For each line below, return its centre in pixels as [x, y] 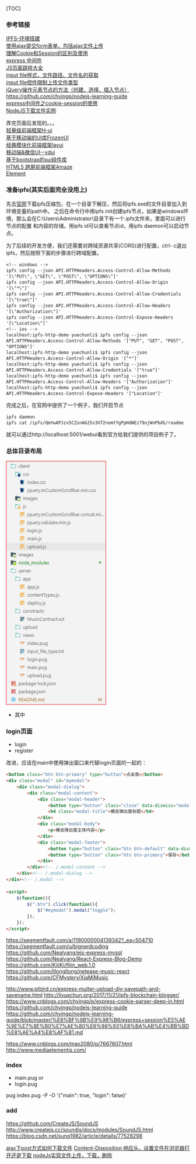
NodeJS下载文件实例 [31, 111]
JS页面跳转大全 [24, 68]
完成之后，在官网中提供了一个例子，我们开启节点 [65, 405]
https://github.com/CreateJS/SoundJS [52, 1123]
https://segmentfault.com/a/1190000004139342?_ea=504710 [80, 940]
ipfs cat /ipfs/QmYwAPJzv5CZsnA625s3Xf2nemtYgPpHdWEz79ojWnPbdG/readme [95, 423]
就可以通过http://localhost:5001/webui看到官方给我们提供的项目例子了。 [93, 434]
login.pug [26, 1084]
